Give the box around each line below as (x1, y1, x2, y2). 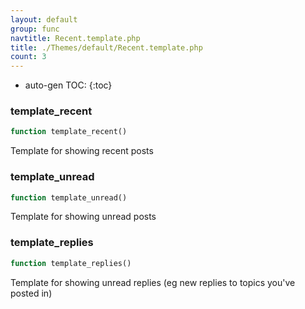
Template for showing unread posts (10, 211, 157, 223)
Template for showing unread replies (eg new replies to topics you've (10, 276, 296, 288)
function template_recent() (10, 127, 128, 137)
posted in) (10, 287, 53, 299)
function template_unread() (10, 192, 128, 203)
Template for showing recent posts (10, 145, 154, 157)
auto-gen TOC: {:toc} (24, 79, 113, 91)
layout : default (10, 14, 78, 25)
